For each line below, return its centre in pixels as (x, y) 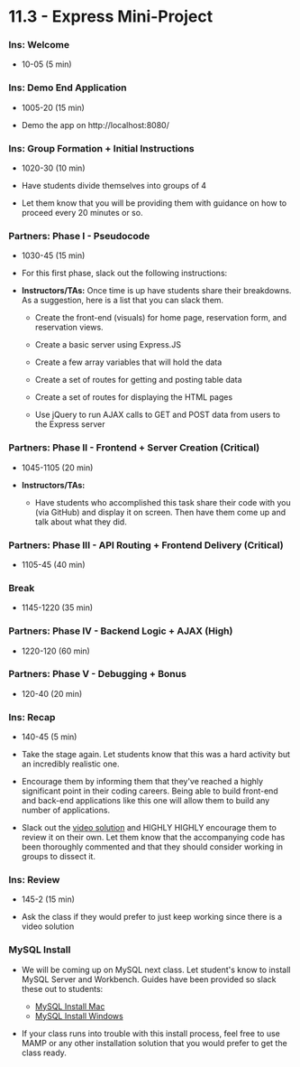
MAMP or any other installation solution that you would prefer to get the (154, 1043)
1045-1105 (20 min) (57, 468)
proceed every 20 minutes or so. (82, 213)
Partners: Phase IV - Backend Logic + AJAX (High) (121, 631)
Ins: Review (34, 880)
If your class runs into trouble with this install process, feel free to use (150, 1033)
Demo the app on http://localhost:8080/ (95, 125)
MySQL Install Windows (79, 1016)
